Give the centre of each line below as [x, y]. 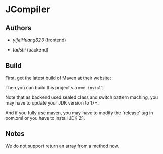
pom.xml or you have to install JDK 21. [45, 118]
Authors [18, 28]
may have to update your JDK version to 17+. [52, 102]
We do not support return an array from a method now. [63, 146]
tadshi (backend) [30, 50]
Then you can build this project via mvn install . [55, 87]
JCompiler [28, 9]
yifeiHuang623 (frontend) [39, 40]
